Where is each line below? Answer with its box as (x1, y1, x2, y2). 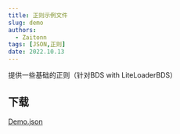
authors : (8, 26, 37, 34)
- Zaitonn (15, 33, 47, 42)
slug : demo (8, 19, 44, 27)
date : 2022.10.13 (8, 48, 65, 56)
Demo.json (8, 117, 43, 126)
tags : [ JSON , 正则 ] (8, 41, 66, 49)
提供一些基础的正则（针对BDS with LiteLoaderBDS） (8, 71, 178, 79)
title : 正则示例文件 (8, 11, 68, 20)
